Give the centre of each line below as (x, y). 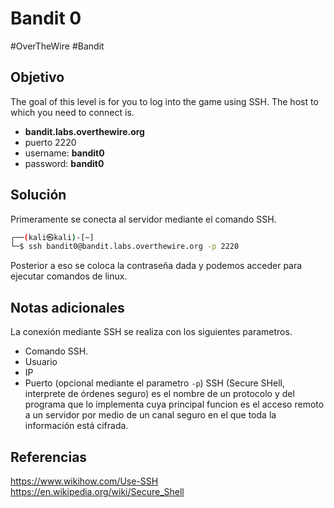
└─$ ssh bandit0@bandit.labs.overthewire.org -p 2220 (125, 247)
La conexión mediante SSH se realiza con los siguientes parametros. (151, 332)
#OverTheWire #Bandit (57, 46)
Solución (38, 195)
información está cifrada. (76, 426)
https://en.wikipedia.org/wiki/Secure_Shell (97, 491)
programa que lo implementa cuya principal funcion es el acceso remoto (174, 404)
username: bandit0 (64, 153)
